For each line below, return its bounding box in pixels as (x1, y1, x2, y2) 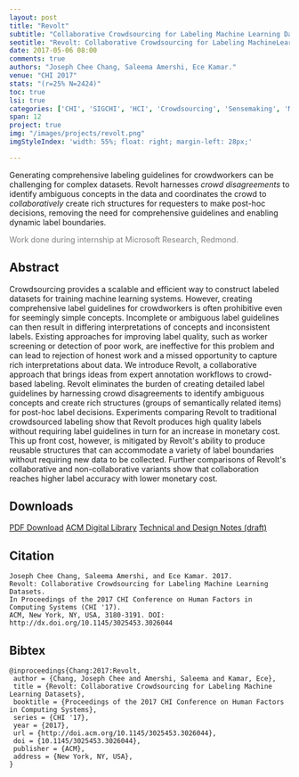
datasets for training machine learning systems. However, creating (9, 293, 253, 304)
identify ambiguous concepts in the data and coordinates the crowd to (9, 188, 267, 199)
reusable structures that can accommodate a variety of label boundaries (9, 445, 274, 455)
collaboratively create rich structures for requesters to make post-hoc (9, 198, 266, 209)
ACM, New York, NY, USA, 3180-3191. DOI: (9, 611, 166, 620)
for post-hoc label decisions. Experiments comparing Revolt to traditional (9, 406, 278, 417)
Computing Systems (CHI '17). (9, 603, 122, 612)
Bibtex (9, 642, 46, 658)
